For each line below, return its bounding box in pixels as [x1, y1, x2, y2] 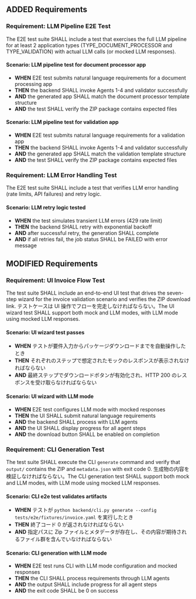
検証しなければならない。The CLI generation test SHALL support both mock [6, 473, 190, 480]
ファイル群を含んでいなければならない [19, 536, 112, 543]
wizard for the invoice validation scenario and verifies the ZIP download [18, 296, 191, 303]
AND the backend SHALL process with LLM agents [14, 418, 138, 425]
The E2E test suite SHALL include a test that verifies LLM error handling [6, 184, 179, 192]
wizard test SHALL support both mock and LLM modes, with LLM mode [6, 309, 178, 316]
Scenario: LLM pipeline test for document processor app [6, 61, 146, 68]
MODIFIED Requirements [6, 258, 98, 268]
